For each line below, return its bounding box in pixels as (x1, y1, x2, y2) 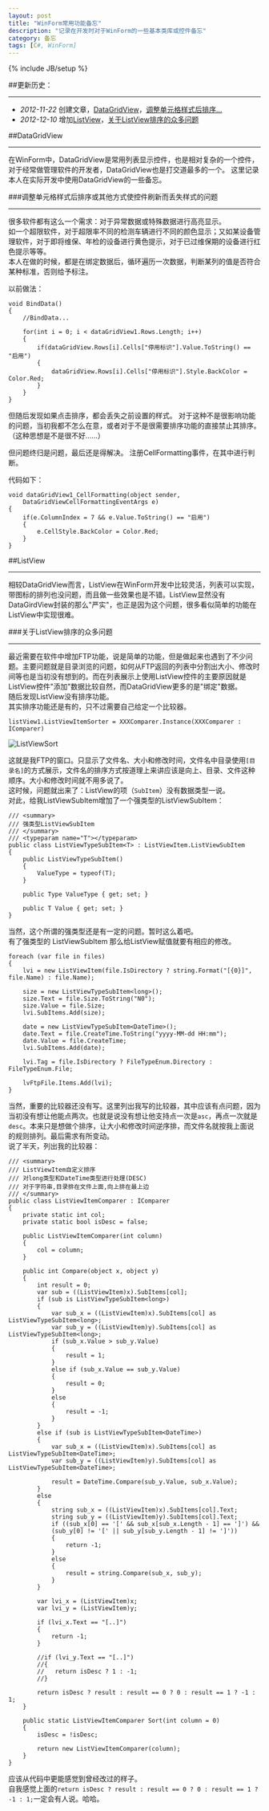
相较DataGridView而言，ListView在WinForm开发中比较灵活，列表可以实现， (8, 580, 259, 590)
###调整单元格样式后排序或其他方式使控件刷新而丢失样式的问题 (8, 192, 219, 201)
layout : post (8, 11, 52, 20)
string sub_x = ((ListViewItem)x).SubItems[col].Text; (50, 1506, 239, 1514)
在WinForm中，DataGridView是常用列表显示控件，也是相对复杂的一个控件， (8, 155, 259, 165)
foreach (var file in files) (8, 953, 106, 961)
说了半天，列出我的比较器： (8, 1142, 100, 1151)
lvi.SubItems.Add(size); (22, 1009, 106, 1017)
